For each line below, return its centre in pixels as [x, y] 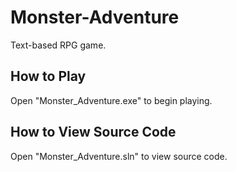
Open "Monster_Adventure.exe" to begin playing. [111, 100]
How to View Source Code [93, 132]
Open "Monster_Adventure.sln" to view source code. [119, 156]
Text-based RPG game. [58, 45]
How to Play [48, 76]
